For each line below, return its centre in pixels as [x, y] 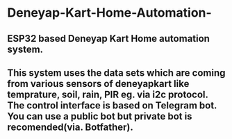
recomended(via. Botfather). [70, 127]
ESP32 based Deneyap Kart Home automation [109, 39]
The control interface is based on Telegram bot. [112, 105]
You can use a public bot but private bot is [100, 116]
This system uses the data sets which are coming [116, 73]
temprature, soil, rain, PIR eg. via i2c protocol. [108, 94]
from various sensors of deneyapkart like [98, 84]
